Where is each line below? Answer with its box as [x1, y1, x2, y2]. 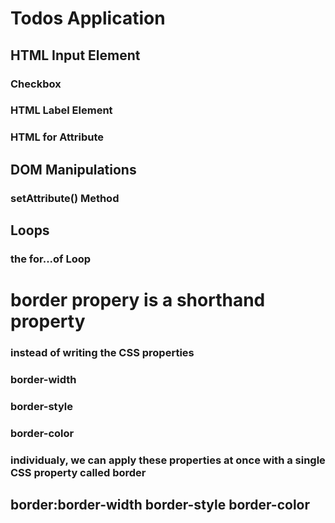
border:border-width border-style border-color [10, 497, 311, 514]
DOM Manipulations [10, 161, 137, 178]
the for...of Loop [10, 252, 92, 266]
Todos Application [10, 7, 166, 30]
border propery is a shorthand [10, 289, 266, 312]
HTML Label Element [10, 103, 113, 117]
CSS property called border [10, 465, 147, 479]
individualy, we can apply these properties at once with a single [10, 453, 326, 467]
